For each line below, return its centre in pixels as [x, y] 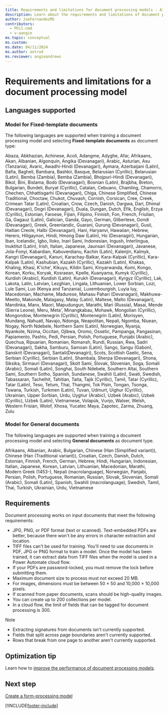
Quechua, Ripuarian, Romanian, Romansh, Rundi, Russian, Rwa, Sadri [76, 342]
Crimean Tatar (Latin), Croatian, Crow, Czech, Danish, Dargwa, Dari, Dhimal [83, 204]
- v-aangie [21, 33]
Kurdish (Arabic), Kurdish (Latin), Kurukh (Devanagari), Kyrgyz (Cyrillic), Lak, [84, 278]
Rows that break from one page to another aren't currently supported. [84, 640]
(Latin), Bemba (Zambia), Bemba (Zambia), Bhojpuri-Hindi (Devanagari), [79, 177]
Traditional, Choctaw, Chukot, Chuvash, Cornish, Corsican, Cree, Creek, [79, 198]
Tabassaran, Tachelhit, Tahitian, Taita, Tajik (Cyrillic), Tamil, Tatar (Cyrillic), [82, 379]
